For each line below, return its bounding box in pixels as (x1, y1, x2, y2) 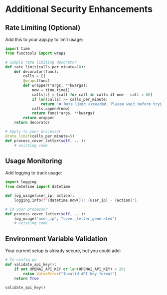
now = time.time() (31, 88, 70, 93)
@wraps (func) (23, 78, 50, 83)
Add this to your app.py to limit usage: (5, 36, 83, 42)
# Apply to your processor (5, 129, 61, 134)
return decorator (14, 120, 50, 125)
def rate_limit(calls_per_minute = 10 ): (5, 64, 86, 69)
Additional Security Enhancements (5, 3, 153, 15)
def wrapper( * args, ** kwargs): (23, 83, 88, 88)
